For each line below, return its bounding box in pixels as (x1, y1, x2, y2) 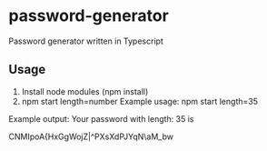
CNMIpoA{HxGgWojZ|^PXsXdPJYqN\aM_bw (8, 131, 174, 142)
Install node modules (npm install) (21, 86, 149, 96)
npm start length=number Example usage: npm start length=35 (21, 96, 258, 106)
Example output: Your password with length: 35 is (8, 113, 194, 124)
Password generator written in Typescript (8, 35, 164, 46)
